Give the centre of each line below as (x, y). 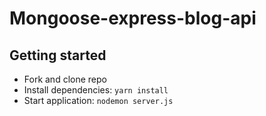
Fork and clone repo (65, 79)
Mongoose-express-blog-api (133, 18)
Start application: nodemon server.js (98, 100)
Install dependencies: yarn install (96, 90)
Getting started (58, 55)
